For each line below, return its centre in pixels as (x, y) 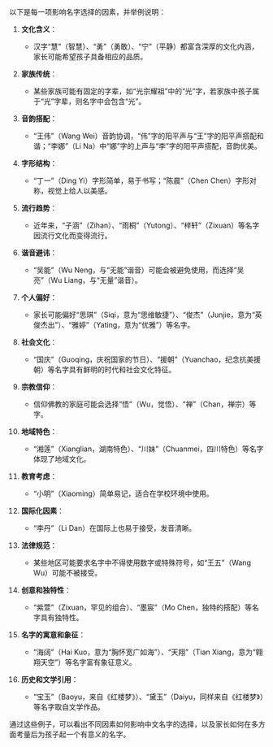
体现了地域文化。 (62, 459)
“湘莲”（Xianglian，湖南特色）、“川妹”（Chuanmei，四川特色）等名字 (148, 449)
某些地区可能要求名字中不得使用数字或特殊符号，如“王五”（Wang (142, 562)
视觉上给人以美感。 (80, 191)
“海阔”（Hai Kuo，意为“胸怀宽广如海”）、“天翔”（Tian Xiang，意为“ (145, 652)
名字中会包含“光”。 (114, 101)
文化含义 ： (39, 29)
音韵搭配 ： (39, 119)
